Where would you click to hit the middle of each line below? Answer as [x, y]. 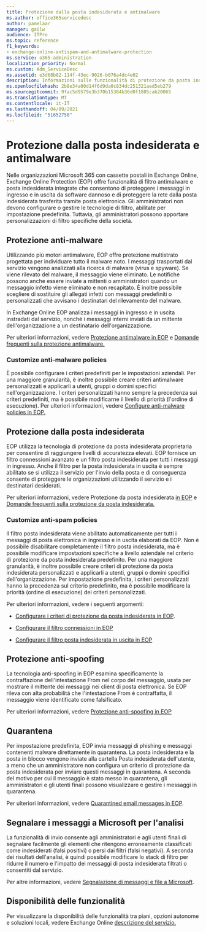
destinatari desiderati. [34, 486]
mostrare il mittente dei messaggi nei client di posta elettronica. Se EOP [97, 687]
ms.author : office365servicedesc [49, 18]
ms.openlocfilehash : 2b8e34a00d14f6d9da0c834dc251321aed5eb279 [89, 87]
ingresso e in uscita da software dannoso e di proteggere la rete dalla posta [102, 195]
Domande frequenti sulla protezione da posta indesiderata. [81, 504]
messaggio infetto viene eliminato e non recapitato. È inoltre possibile [94, 288]
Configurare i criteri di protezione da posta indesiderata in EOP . [95, 616]
